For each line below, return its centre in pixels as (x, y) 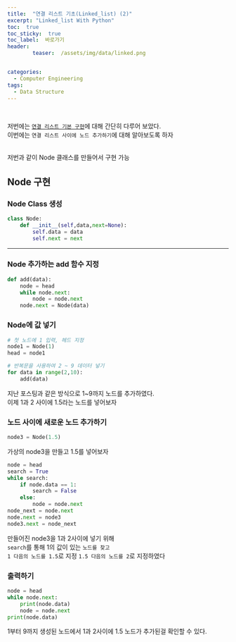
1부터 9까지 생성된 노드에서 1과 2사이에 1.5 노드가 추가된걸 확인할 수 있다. (107, 631)
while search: (28, 478)
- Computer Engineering (48, 78)
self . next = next (58, 238)
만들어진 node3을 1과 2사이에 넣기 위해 (61, 538)
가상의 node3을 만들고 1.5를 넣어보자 (58, 451)
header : (19, 47)
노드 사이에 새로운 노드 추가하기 (57, 422)
